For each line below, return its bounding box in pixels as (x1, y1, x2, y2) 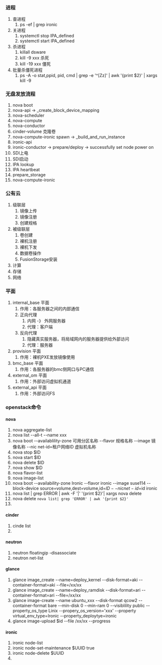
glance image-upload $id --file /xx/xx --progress (12, 618, 111, 624)
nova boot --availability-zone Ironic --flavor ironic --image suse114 (12, 480, 146, 486)
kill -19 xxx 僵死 (19, 61, 51, 67)
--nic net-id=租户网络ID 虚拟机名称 (26, 444, 97, 450)
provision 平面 (12, 348, 41, 354)
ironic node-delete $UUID (12, 650, 65, 656)
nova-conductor (12, 123, 45, 128)
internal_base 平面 (12, 300, 49, 306)
